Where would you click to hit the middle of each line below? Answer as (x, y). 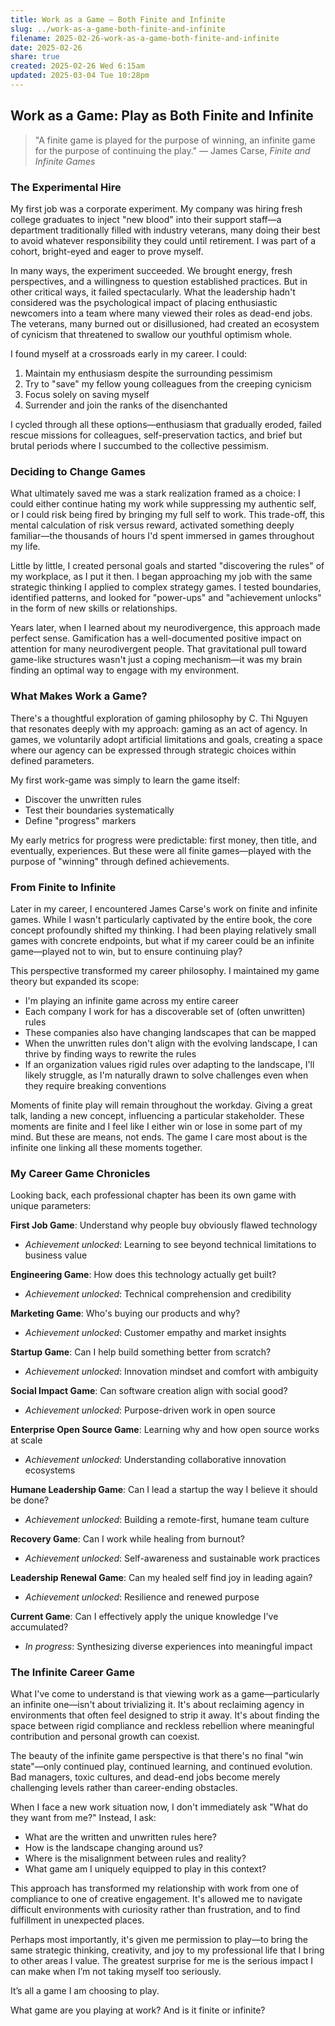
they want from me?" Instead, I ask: (83, 1818)
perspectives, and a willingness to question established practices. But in (159, 281)
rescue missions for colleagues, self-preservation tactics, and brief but (156, 435)
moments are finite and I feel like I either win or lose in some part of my (156, 1126)
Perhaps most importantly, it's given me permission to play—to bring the (159, 1940)
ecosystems (50, 1470)
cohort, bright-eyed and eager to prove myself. (107, 251)
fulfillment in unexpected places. (77, 1920)
